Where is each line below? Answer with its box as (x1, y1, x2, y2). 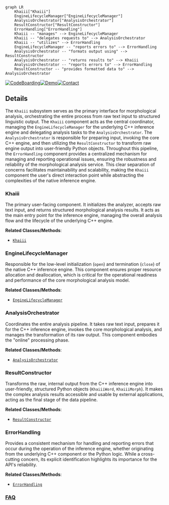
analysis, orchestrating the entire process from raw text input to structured (5, 113, 160, 119)
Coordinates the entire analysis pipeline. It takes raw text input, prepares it (5, 321, 160, 327)
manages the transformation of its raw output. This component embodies (5, 331, 157, 338)
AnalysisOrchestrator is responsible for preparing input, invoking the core (5, 134, 159, 141)
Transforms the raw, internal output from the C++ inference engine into (5, 381, 153, 386)
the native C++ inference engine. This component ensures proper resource (5, 266, 161, 272)
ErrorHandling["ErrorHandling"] (14, 27, 82, 32)
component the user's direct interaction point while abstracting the (5, 172, 144, 178)
